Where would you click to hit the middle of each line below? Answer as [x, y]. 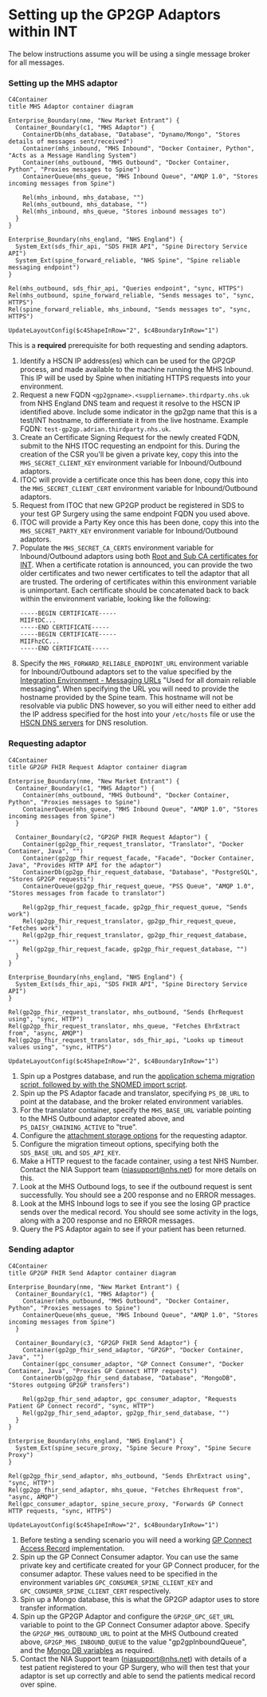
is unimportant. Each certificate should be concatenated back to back [134, 590]
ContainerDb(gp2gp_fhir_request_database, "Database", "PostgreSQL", [141, 872]
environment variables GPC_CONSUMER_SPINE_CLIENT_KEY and [116, 1582]
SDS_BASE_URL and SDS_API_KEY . [70, 1152]
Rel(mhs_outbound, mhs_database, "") [85, 205]
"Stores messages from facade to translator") [87, 893]
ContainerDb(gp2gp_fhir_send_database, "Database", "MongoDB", [130, 1378]
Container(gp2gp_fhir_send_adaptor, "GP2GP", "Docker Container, [133, 1350]
